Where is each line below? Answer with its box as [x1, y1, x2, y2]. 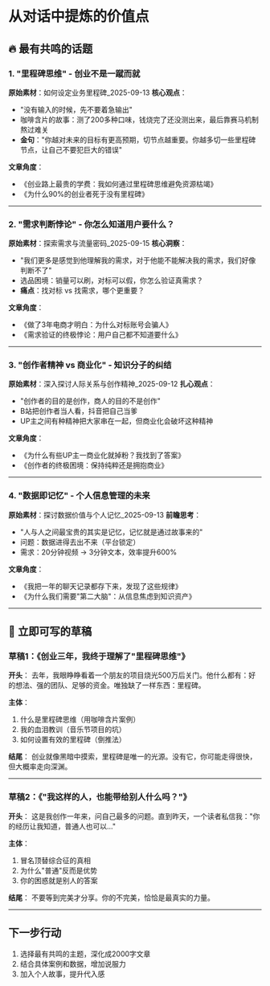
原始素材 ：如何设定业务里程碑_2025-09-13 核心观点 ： [8, 88, 187, 97]
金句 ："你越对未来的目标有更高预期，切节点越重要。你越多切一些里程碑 [19, 134, 256, 145]
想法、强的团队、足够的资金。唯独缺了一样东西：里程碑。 [14, 681, 206, 690]
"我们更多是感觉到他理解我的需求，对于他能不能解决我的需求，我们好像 [19, 256, 256, 265]
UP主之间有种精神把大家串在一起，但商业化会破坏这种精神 [19, 416, 214, 426]
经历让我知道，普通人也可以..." [14, 821, 117, 831]
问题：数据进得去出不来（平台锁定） [19, 537, 141, 546]
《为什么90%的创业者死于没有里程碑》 [19, 189, 149, 198]
